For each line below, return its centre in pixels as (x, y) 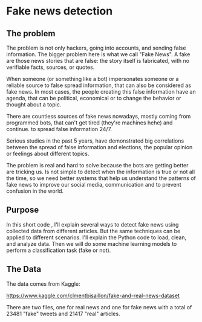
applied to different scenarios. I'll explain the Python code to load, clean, (96, 237)
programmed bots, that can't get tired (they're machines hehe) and (90, 123)
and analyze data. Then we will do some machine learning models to (92, 243)
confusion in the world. (35, 191)
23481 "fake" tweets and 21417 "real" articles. (63, 314)
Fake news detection (60, 11)
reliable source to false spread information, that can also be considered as (99, 85)
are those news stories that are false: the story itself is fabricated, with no (98, 61)
